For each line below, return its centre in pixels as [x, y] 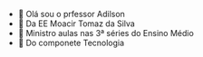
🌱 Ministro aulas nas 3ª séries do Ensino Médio [106, 33]
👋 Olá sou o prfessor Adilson [71, 14]
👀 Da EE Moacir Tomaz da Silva [77, 24]
